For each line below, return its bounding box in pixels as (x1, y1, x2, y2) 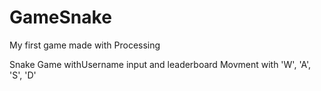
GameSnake (9, 6, 112, 29)
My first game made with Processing (9, 39, 161, 51)
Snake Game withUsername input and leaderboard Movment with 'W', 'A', (9, 58, 312, 70)
